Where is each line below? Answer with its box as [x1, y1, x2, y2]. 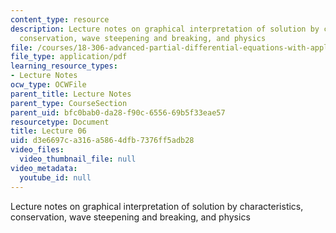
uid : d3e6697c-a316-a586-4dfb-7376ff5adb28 [10, 136, 195, 146]
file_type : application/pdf [10, 52, 128, 62]
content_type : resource [10, 14, 110, 25]
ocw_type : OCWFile [10, 80, 87, 90]
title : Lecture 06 [10, 126, 87, 136]
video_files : [10, 145, 65, 155]
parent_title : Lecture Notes [10, 89, 132, 99]
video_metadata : [10, 163, 78, 173]
